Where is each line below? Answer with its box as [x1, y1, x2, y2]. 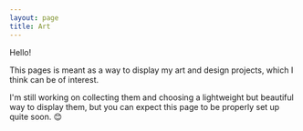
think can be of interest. [9, 74, 99, 85]
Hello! [9, 46, 32, 57]
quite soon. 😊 [9, 111, 62, 122]
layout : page [9, 13, 59, 23]
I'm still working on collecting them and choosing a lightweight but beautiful [9, 92, 294, 103]
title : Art [9, 22, 51, 31]
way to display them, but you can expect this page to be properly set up [9, 101, 280, 112]
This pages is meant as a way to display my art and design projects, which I [9, 65, 294, 76]
